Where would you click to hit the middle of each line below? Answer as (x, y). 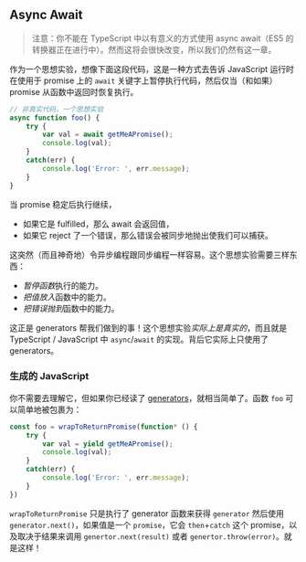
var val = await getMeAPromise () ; (108, 135)
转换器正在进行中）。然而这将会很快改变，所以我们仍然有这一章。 (154, 49)
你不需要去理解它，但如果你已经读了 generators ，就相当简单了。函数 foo (147, 398)
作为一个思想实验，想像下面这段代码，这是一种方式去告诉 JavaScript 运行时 (152, 69)
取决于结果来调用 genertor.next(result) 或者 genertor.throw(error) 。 (151, 536)
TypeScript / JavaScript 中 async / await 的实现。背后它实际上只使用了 (139, 339)
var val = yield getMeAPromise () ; (108, 444)
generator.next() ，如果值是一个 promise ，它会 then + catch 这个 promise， (149, 525)
